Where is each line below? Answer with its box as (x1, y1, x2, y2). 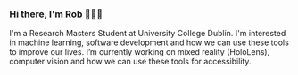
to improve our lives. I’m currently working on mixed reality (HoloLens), (9, 47, 270, 57)
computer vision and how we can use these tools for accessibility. (9, 56, 252, 67)
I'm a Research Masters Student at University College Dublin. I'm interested (9, 28, 286, 39)
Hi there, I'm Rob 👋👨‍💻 (9, 8, 103, 20)
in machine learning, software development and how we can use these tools (9, 37, 290, 48)
